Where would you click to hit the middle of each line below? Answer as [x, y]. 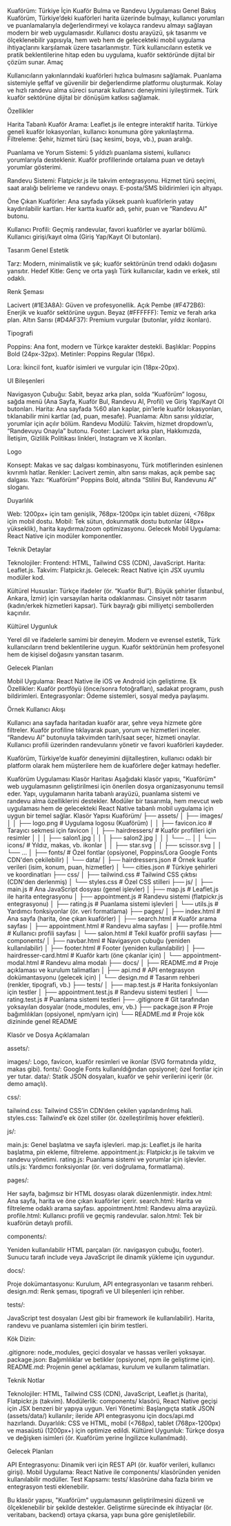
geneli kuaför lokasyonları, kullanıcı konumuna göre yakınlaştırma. [101, 132]
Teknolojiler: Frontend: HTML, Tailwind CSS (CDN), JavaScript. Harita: [107, 563]
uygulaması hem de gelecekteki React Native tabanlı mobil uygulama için [110, 808]
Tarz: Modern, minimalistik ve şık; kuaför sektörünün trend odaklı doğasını [112, 264]
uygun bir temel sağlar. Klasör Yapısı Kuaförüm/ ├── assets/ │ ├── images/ [115, 816]
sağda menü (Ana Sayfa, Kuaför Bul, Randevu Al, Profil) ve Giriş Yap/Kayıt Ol [115, 402]
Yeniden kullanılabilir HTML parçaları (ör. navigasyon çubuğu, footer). [106, 1250]
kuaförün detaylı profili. [40, 1223]
